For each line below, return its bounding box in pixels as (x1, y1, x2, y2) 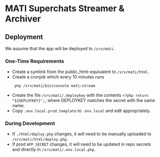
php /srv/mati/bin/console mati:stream (14, 83, 95, 88)
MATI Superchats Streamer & (5, 3, 125, 14)
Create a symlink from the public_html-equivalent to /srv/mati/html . (12, 69, 149, 75)
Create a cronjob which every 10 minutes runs (12, 74, 105, 80)
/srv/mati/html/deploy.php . (12, 136, 68, 142)
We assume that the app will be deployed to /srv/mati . (5, 46, 115, 51)
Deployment (5, 33, 43, 41)
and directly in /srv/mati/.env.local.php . (12, 147, 96, 153)
